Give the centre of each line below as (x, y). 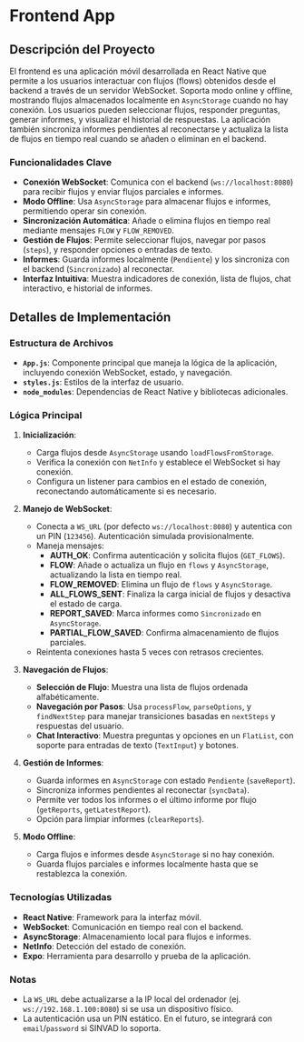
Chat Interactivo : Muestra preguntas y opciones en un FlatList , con (165, 736)
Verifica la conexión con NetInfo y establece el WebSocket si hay (158, 462)
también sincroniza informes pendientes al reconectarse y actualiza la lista (149, 129)
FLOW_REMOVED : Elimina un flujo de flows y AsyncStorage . (161, 585)
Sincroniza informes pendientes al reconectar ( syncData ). (142, 790)
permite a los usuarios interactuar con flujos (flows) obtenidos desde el (143, 81)
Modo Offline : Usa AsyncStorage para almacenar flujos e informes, (147, 202)
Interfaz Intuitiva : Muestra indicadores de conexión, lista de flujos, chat (157, 279)
